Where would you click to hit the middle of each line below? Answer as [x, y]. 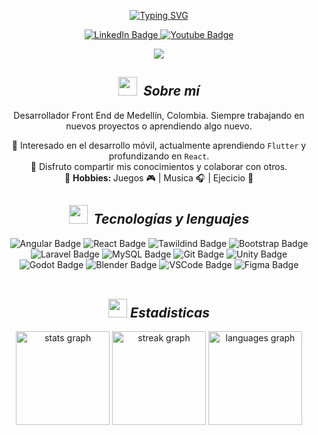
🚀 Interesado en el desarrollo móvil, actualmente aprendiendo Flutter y [159, 145]
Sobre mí [171, 91]
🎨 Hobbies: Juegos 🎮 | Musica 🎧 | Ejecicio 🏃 [159, 177]
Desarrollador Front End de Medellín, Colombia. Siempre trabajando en [159, 115]
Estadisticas [170, 313]
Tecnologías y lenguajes [171, 219]
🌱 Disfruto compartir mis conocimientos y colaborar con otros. [159, 166]
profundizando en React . [159, 156]
